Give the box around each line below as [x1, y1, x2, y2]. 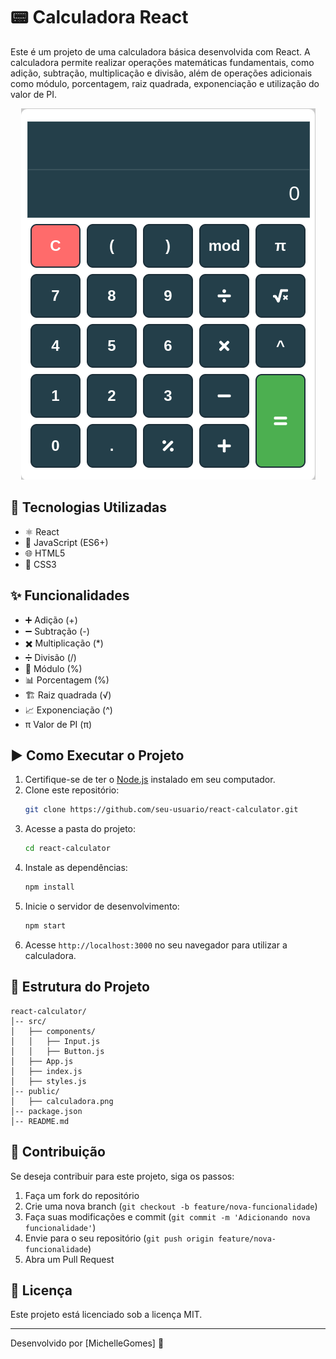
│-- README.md [10, 1116, 70, 1126]
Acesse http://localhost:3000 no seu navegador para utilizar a [24, 939, 288, 951]
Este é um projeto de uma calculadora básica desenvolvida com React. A [10, 45, 311, 58]
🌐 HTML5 [24, 547, 66, 559]
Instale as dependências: [24, 862, 128, 874]
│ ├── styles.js [10, 1076, 87, 1086]
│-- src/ [10, 1016, 47, 1026]
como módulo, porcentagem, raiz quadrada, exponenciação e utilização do [10, 77, 320, 89]
